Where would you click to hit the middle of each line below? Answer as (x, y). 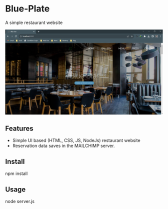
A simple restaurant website (34, 22)
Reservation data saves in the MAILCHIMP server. (63, 146)
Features (19, 129)
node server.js (20, 201)
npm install (16, 173)
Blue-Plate (27, 9)
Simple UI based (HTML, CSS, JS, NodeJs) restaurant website (76, 140)
